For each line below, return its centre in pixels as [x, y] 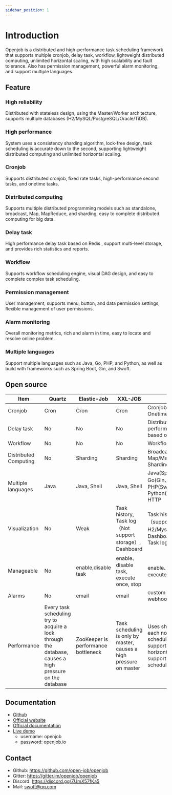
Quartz [58, 399]
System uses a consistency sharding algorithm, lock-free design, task [79, 143]
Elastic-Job [93, 399]
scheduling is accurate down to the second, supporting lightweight [76, 149]
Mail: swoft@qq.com [34, 787]
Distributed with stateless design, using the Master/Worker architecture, [81, 113]
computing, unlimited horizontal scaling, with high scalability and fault [79, 60]
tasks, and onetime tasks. [32, 184]
